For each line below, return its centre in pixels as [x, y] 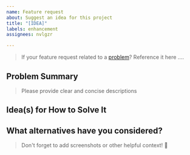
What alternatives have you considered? [84, 130]
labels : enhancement [32, 29]
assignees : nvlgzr [29, 35]
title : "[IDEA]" [27, 23]
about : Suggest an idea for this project [59, 18]
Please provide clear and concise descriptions [79, 91]
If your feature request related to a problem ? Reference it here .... [102, 57]
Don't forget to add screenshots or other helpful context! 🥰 [94, 145]
